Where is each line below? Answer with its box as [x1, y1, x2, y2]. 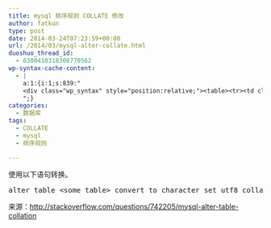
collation [8, 210, 37, 220]
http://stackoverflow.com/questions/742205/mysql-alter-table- [29, 201, 240, 211]
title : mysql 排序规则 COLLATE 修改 [8, 11, 124, 20]
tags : [8, 117, 27, 125]
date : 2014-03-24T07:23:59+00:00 [8, 34, 121, 43]
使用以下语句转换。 [8, 169, 73, 179]
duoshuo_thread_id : [8, 49, 74, 57]
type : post [8, 27, 45, 35]
